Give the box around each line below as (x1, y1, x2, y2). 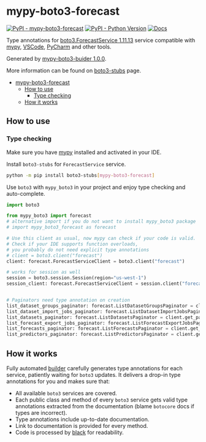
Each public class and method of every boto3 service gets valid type (15, 396, 188, 403)
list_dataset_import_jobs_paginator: (6, 308, 103, 314)
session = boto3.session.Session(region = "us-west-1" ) (6, 275, 147, 281)
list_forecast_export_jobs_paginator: (6, 320, 105, 326)
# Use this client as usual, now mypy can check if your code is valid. (6, 235, 196, 241)
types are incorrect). (15, 409, 67, 416)
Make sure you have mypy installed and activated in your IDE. (6, 149, 162, 156)
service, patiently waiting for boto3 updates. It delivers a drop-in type (6, 371, 181, 378)
